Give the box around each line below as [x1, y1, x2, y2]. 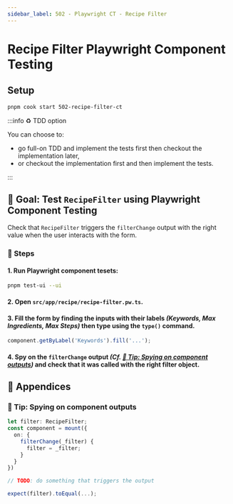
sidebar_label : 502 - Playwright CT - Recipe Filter [7, 10, 167, 18]
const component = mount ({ [7, 425, 88, 432]
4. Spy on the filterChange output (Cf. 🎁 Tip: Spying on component [7, 352, 208, 361]
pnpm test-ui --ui [7, 282, 62, 289]
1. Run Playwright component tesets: [7, 266, 119, 275]
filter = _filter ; [26, 444, 81, 452]
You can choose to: [7, 130, 64, 139]
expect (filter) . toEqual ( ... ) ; [7, 490, 98, 498]
